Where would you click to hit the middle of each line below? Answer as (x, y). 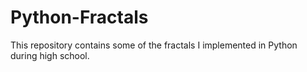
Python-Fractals (79, 17)
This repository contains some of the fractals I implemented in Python (154, 45)
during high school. (50, 55)
